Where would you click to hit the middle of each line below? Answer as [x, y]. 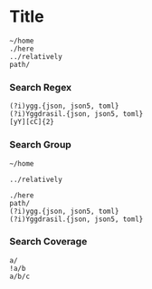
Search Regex [41, 87]
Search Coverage [48, 242]
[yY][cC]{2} [32, 122]
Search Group [41, 145]
